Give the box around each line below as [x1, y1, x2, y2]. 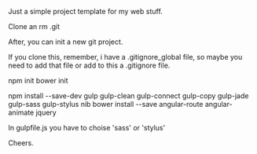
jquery [35, 108, 57, 117]
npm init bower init [8, 76, 68, 85]
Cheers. [8, 138, 34, 148]
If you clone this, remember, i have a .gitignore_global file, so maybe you [8, 53, 243, 61]
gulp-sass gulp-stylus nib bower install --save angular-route [8, 100, 204, 108]
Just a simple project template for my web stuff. [8, 7, 163, 16]
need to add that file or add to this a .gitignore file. [8, 60, 171, 70]
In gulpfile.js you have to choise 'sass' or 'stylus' [8, 123, 166, 132]
